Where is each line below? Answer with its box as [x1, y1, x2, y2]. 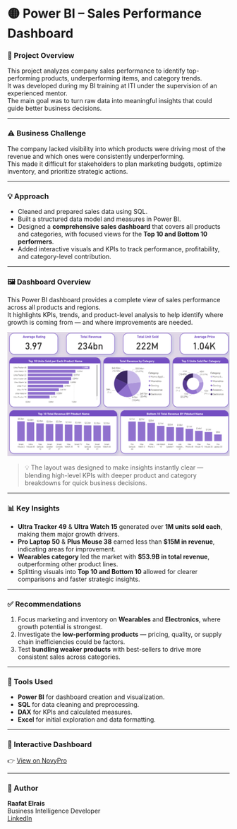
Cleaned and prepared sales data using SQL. [17, 208, 148, 216]
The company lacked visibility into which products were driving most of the [7, 144, 226, 153]
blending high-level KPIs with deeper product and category [24, 471, 197, 480]
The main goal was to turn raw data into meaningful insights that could [7, 97, 212, 105]
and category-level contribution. [17, 252, 111, 261]
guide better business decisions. [7, 104, 102, 113]
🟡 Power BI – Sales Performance [7, 6, 202, 22]
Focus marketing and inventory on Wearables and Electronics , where [17, 615, 221, 624]
